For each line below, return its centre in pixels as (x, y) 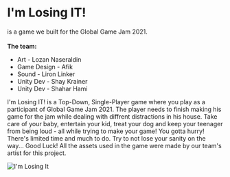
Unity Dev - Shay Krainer (52, 81)
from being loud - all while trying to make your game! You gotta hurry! (106, 131)
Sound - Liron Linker (46, 74)
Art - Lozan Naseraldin (49, 59)
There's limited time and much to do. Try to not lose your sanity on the (106, 138)
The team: (22, 46)
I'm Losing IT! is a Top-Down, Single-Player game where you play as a (106, 102)
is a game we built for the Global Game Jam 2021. (77, 32)
